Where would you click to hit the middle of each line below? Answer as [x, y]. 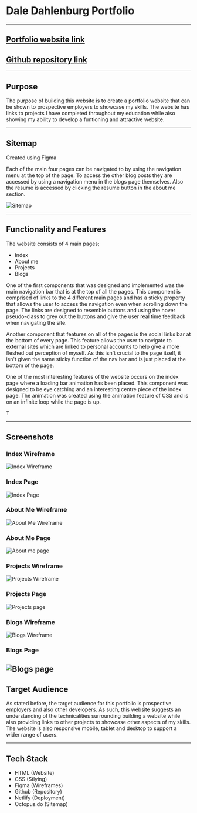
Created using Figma [31, 158]
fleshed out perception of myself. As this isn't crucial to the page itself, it [94, 353]
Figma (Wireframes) [39, 785]
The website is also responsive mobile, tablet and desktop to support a [91, 728]
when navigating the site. [36, 322]
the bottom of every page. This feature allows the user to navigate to [89, 340]
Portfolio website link [45, 40]
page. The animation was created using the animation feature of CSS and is [97, 395]
